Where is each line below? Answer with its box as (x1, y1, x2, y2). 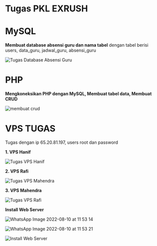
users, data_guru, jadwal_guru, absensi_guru (5, 48, 97, 54)
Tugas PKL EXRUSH (5, 3, 88, 14)
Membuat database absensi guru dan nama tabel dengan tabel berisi (5, 42, 149, 48)
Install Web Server (5, 207, 44, 212)
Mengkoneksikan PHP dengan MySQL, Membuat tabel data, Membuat (5, 91, 152, 97)
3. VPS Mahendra (5, 187, 42, 193)
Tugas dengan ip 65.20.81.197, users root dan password (5, 139, 118, 145)
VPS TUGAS (5, 123, 56, 134)
